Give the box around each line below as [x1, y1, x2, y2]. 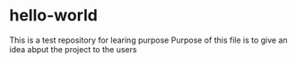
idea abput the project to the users [9, 43, 137, 54]
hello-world [9, 5, 99, 26]
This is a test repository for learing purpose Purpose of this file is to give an [9, 35, 289, 45]
